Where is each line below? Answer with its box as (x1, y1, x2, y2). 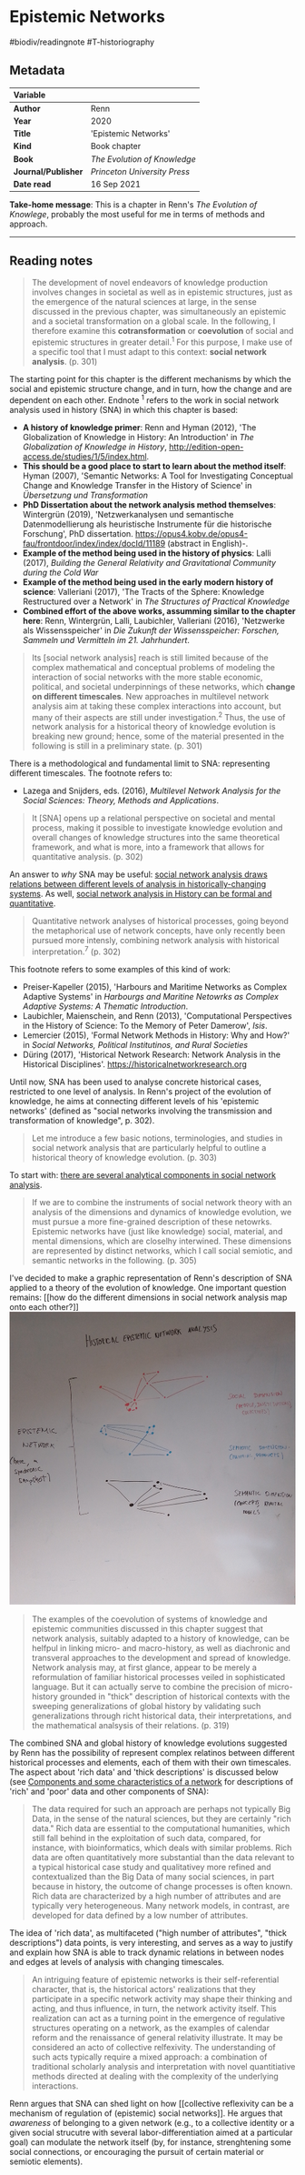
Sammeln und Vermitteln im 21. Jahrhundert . (22, 634, 191, 645)
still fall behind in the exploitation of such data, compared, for (31, 1833, 261, 1843)
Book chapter (90, 141, 142, 152)
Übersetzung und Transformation (22, 489, 148, 500)
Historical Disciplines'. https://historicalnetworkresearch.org (22, 1058, 248, 1070)
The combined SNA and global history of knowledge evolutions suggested (9, 1737, 288, 1748)
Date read (13, 179, 52, 189)
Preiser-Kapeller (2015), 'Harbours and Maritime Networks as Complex (22, 981, 288, 992)
